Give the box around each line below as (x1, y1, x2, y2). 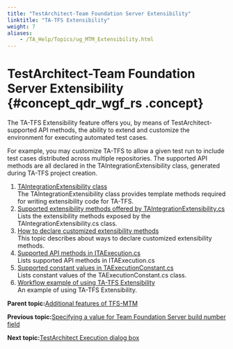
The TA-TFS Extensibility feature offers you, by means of (7, 119, 170, 127)
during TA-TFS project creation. (7, 169, 98, 177)
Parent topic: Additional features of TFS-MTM (7, 300, 138, 308)
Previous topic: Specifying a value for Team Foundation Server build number (7, 313, 226, 321)
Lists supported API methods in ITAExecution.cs (17, 257, 155, 265)
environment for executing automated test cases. (7, 133, 148, 142)
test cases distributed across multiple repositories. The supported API (7, 154, 207, 163)
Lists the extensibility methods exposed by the (17, 212, 151, 220)
